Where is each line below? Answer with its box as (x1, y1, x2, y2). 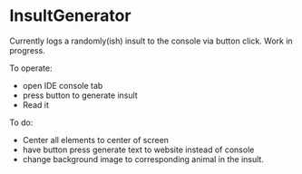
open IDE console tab (22, 80, 103, 91)
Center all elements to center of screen (22, 134, 170, 145)
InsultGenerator (9, 5, 132, 26)
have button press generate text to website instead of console (22, 144, 255, 155)
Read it (22, 99, 50, 110)
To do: (9, 117, 34, 128)
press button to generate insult (22, 90, 138, 101)
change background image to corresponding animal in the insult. (22, 153, 265, 164)
